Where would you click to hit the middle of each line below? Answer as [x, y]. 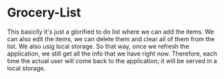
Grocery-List [44, 13]
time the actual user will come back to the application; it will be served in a [112, 60]
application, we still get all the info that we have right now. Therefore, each [112, 54]
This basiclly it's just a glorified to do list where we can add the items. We [111, 32]
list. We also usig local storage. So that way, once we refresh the [98, 46]
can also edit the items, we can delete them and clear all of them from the [111, 38]
